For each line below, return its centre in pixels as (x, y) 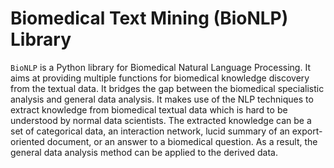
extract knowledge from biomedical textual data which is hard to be (149, 109)
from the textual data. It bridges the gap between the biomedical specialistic (167, 88)
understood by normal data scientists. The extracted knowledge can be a (161, 120)
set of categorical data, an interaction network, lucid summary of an (150, 131)
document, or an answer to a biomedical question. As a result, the (182, 141)
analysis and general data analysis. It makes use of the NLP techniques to (162, 99)
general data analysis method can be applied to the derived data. (144, 152)
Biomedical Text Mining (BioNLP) (149, 18)
